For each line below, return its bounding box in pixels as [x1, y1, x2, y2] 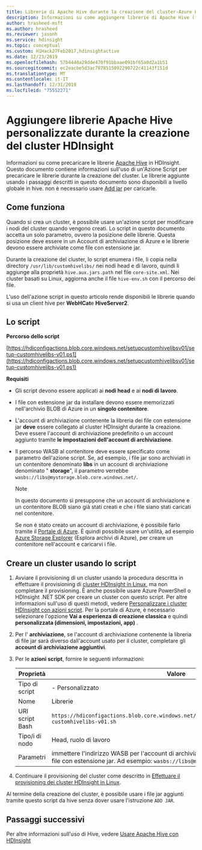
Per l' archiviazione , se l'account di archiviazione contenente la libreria [14, 631, 192, 638]
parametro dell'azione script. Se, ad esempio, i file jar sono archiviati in [14, 454, 191, 462]
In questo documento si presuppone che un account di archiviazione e [14, 497, 190, 504]
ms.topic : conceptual [6, 43, 61, 49]
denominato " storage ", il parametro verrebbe [14, 467, 129, 475]
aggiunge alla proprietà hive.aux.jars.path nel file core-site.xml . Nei [6, 268, 179, 275]
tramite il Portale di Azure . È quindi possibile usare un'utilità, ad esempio [14, 528, 194, 535]
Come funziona [6, 202, 65, 212]
